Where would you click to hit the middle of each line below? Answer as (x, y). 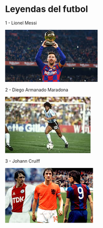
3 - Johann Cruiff (23, 161)
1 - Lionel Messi (21, 23)
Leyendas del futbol (47, 9)
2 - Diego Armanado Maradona (37, 90)
